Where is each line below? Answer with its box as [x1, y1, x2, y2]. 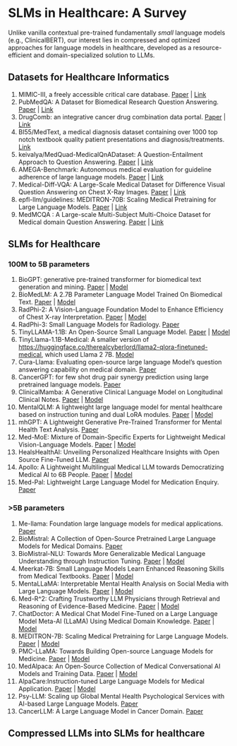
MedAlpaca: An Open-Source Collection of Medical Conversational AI [18, 662, 221, 670]
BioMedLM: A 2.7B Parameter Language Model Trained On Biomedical [18, 290, 223, 299]
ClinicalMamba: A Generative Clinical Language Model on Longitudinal [18, 388, 223, 396]
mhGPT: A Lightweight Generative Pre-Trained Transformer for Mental [18, 418, 222, 427]
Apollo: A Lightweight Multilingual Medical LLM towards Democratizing [18, 463, 224, 471]
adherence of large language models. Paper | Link [18, 172, 164, 181]
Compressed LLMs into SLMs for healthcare [8, 728, 205, 740]
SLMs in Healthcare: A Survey [8, 5, 187, 21]
